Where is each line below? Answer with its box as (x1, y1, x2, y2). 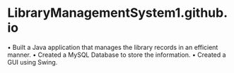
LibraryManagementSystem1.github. (7, 5, 228, 21)
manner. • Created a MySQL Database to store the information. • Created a (7, 51, 226, 59)
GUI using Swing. (7, 58, 58, 66)
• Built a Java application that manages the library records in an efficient (7, 43, 218, 51)
